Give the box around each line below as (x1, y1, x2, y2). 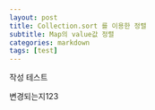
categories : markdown (9, 38, 90, 47)
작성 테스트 (9, 72, 48, 83)
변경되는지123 (9, 91, 59, 102)
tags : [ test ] (9, 47, 58, 55)
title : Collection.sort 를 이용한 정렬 (9, 21, 147, 30)
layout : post (9, 13, 58, 22)
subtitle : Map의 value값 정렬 (9, 30, 115, 38)
